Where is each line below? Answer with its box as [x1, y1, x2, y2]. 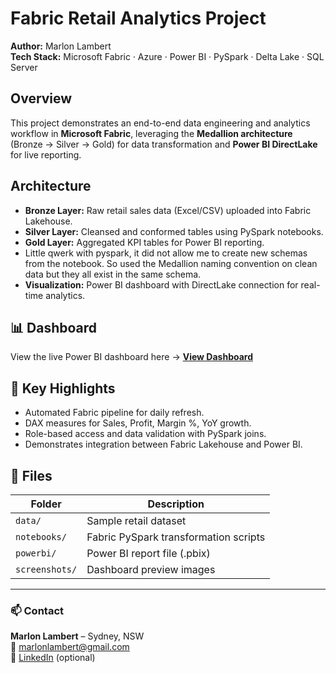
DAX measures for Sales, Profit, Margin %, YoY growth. [24, 417, 252, 429]
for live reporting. [10, 148, 82, 161]
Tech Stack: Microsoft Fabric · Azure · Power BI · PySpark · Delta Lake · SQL [10, 50, 325, 62]
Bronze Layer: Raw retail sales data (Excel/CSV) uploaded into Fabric [24, 204, 312, 216]
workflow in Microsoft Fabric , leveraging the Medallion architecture [10, 127, 293, 139]
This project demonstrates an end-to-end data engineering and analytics [10, 117, 311, 129]
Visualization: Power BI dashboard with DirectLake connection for [24, 278, 299, 291]
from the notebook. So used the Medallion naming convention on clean [24, 257, 318, 269]
